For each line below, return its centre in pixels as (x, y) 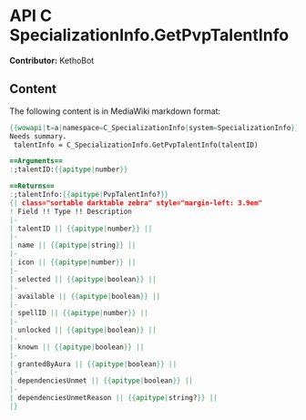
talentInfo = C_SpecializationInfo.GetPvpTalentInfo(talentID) (136, 145)
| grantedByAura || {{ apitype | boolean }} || (93, 364)
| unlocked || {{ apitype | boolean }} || (83, 330)
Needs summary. (38, 136)
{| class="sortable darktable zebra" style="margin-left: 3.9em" (136, 203)
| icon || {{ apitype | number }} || (73, 262)
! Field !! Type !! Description (71, 211)
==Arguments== (36, 161)
